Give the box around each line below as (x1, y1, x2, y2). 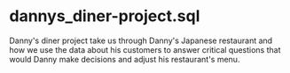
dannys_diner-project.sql (9, 6, 200, 26)
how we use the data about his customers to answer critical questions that (9, 44, 281, 55)
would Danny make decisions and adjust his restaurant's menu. (9, 54, 240, 64)
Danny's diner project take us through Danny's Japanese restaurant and (9, 35, 273, 46)
